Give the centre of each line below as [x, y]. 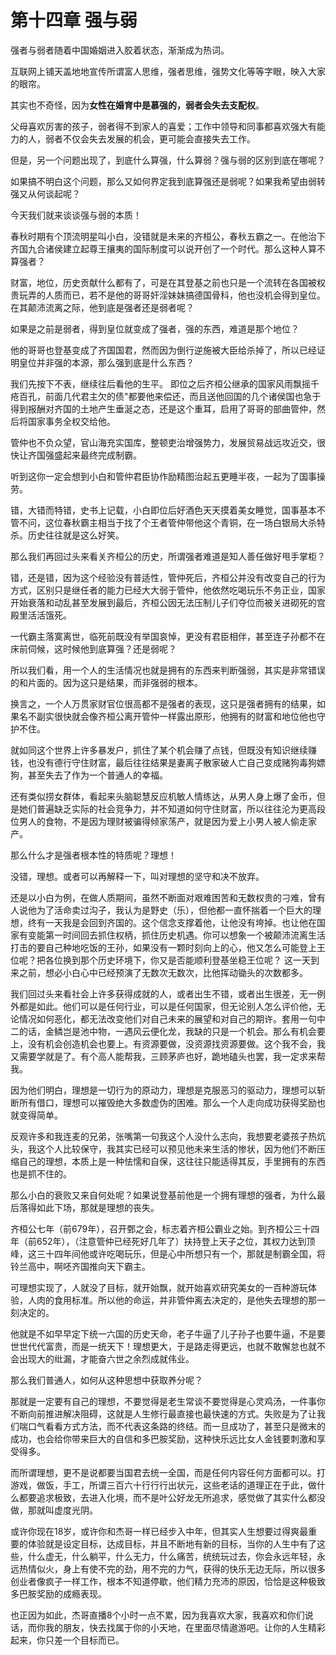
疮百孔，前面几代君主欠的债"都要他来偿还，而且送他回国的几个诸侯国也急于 [166, 396]
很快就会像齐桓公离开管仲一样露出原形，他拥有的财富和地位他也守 [189, 716]
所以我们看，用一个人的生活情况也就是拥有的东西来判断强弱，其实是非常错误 [168, 670]
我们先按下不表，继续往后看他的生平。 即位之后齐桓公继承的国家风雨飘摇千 [165, 383]
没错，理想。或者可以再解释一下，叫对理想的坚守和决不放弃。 [137, 876]
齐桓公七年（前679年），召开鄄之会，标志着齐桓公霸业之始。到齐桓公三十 [161, 1228]
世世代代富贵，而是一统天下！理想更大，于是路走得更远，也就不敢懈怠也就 [163, 1346]
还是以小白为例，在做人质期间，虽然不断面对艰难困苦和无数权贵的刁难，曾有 [168, 897]
